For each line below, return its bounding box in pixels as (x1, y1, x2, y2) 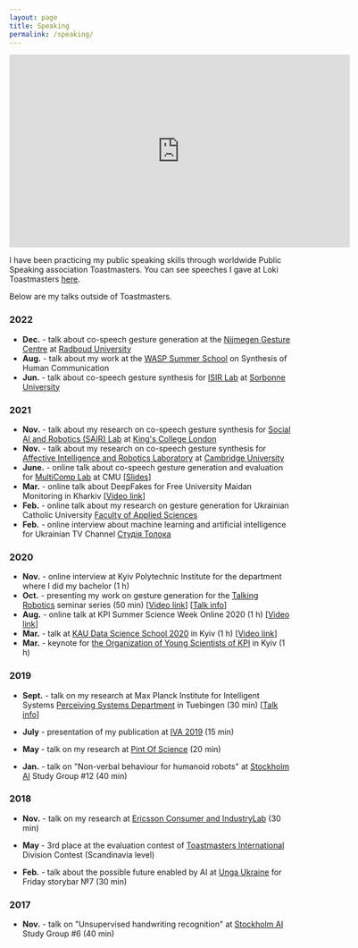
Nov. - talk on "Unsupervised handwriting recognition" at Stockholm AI (21, 918, 284, 930)
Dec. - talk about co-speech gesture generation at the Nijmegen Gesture (21, 334, 291, 344)
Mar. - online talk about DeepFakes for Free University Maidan (21, 480, 253, 492)
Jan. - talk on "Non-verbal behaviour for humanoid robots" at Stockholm (21, 761, 290, 772)
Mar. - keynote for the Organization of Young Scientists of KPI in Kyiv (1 (21, 638, 286, 648)
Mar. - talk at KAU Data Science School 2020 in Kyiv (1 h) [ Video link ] (21, 628, 278, 639)
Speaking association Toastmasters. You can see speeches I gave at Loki (9, 265, 279, 275)
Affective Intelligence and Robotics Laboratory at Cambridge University (21, 453, 285, 463)
